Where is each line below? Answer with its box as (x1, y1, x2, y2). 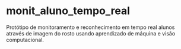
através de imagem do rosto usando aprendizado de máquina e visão (6, 30, 176, 37)
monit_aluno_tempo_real (6, 4, 131, 18)
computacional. (6, 36, 45, 43)
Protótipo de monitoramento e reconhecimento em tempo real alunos (6, 24, 175, 31)
